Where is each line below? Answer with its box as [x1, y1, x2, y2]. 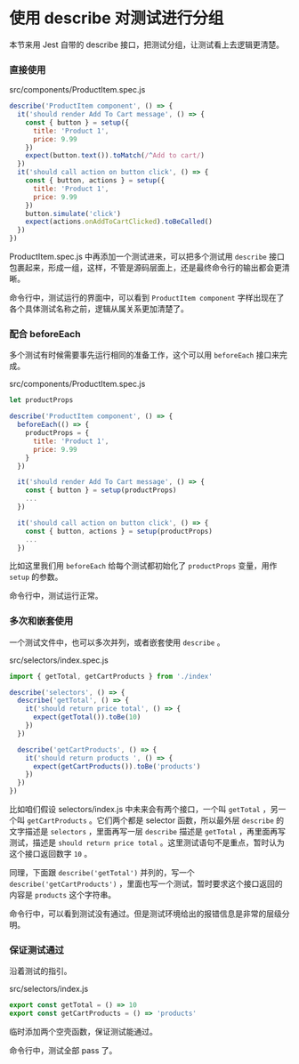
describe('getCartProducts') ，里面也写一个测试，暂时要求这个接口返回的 [9, 878, 283, 890]
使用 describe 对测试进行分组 [9, 8, 224, 28]
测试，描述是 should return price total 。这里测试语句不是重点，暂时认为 [9, 837, 285, 848]
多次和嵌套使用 [9, 615, 74, 627]
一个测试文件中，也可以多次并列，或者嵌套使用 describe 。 [9, 637, 225, 648]
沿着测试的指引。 [9, 966, 72, 977]
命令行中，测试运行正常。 [9, 591, 103, 601]
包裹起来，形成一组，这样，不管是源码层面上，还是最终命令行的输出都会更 [9, 262, 282, 273]
